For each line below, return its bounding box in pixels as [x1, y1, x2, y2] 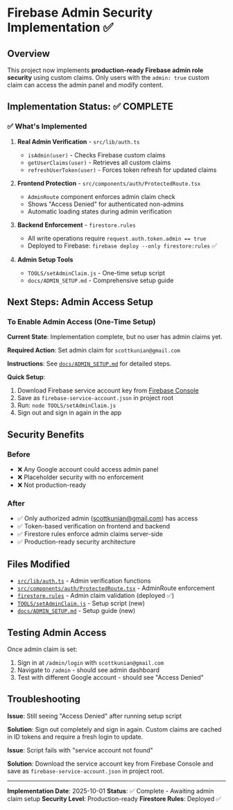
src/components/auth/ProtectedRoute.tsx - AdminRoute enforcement [17, 584, 215, 592]
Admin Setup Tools [17, 255, 74, 264]
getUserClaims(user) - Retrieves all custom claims [27, 158, 171, 166]
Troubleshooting [7, 693, 81, 705]
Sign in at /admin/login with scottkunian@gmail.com [17, 658, 164, 666]
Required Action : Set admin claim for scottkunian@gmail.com [7, 346, 180, 354]
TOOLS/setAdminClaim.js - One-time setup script [27, 268, 165, 277]
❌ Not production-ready [17, 481, 87, 490]
